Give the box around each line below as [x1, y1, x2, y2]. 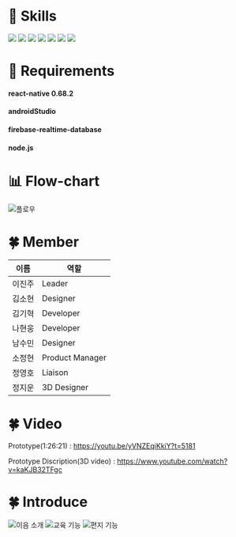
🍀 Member [8, 233, 80, 251]
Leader [42, 278, 69, 289]
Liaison [42, 367, 69, 378]
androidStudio [8, 107, 57, 116]
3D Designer [42, 382, 89, 393]
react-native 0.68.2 [8, 89, 73, 98]
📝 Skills [8, 7, 58, 25]
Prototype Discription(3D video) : [8, 456, 116, 466]
